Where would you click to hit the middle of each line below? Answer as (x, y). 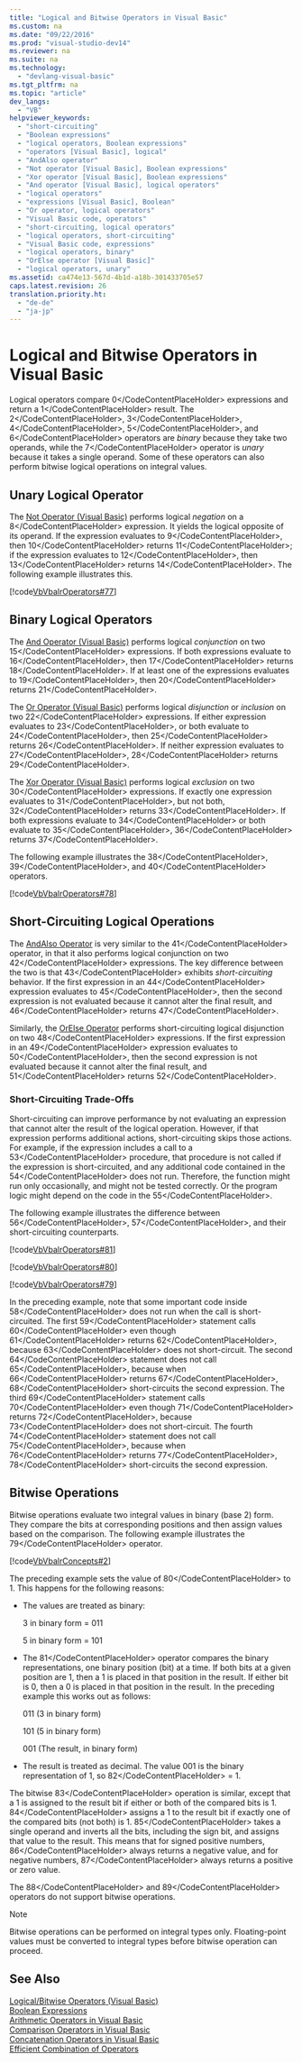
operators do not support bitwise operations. (92, 1896)
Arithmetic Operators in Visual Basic (76, 2020)
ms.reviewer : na (40, 51)
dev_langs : (30, 101)
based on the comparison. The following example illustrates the (127, 1534)
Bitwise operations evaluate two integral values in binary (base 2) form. (142, 1514)
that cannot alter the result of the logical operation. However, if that (134, 1128)
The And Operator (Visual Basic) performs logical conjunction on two (137, 642)
